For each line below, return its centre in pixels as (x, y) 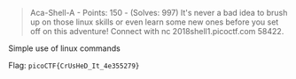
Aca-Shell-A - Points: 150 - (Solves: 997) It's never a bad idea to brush (159, 13)
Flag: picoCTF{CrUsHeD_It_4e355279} (74, 65)
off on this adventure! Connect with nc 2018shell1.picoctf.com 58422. (157, 31)
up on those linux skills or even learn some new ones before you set (154, 22)
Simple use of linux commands (64, 48)
